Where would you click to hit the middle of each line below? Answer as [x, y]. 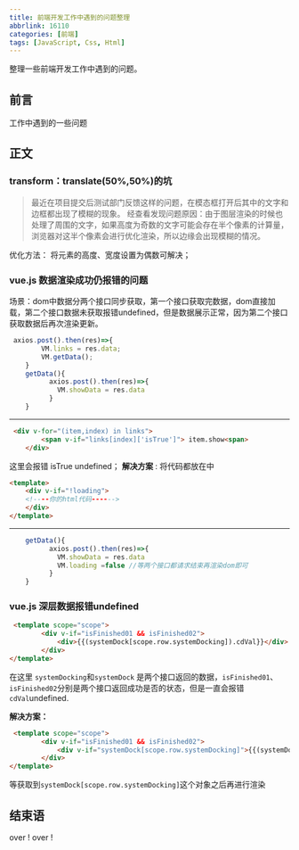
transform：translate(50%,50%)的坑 [91, 181]
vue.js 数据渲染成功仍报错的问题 [79, 280]
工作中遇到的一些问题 [48, 123]
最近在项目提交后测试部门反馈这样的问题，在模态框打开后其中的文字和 [160, 202]
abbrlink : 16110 [39, 26]
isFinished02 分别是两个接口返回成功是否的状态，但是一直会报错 [127, 688]
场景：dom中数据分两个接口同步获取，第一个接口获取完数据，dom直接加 [142, 301]
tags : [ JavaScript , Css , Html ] [67, 42]
